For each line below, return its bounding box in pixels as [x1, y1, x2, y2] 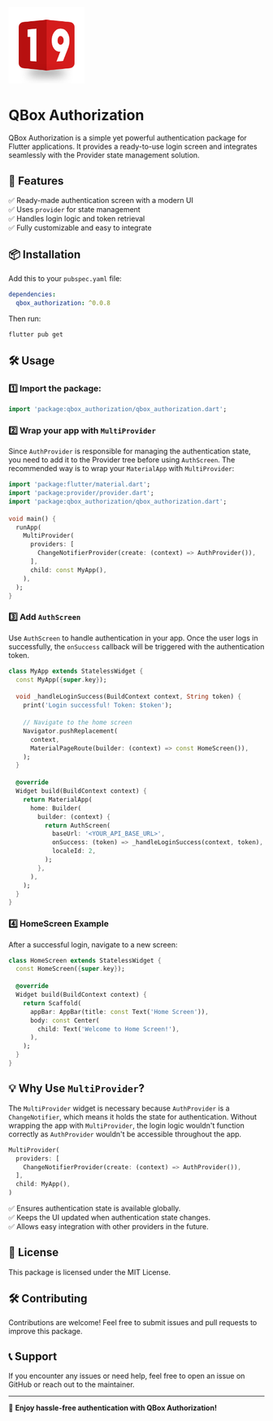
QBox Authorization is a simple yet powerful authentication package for [8, 133, 248, 143]
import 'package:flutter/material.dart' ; [8, 480, 151, 489]
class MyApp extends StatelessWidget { [8, 667, 144, 675]
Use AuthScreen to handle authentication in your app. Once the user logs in [8, 633, 258, 643]
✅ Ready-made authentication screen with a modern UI [8, 195, 193, 205]
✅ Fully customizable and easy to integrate [8, 223, 152, 232]
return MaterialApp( [23, 795, 93, 804]
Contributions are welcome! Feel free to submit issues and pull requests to [8, 1317, 258, 1327]
